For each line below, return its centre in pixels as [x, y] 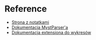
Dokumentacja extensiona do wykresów [51, 32]
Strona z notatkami [30, 22]
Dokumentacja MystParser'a [40, 27]
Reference [26, 9]
